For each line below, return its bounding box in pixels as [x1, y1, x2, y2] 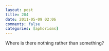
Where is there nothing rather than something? [5, 40, 104, 46]
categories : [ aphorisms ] [5, 26, 59, 31]
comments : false [5, 21, 40, 27]
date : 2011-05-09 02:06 [5, 17, 57, 22]
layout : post [5, 7, 33, 13]
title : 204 [5, 12, 29, 17]
